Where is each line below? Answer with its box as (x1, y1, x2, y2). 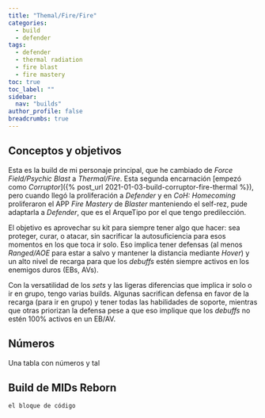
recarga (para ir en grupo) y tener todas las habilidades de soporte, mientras (8, 297, 258, 306)
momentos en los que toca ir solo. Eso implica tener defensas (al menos (8, 240, 243, 249)
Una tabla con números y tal (8, 358, 100, 367)
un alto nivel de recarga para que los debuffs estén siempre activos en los (8, 256, 249, 266)
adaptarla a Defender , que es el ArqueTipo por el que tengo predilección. (8, 207, 247, 217)
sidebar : (8, 93, 37, 101)
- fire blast (15, 63, 59, 71)
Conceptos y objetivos (8, 144, 122, 158)
